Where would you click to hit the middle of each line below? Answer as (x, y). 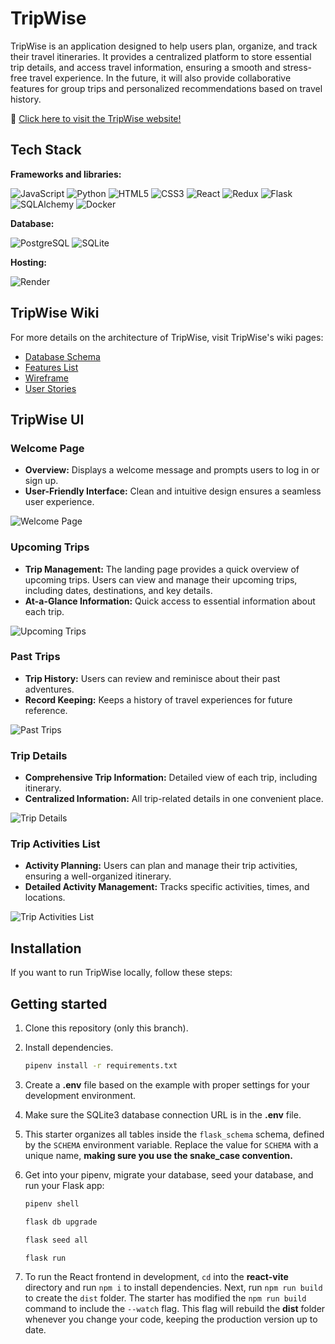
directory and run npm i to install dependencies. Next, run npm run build (173, 1288)
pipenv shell (52, 1203)
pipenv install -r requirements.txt (101, 1066)
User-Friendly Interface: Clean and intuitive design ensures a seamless (173, 491)
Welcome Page (47, 448)
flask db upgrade (61, 1222)
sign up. (41, 481)
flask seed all (56, 1240)
